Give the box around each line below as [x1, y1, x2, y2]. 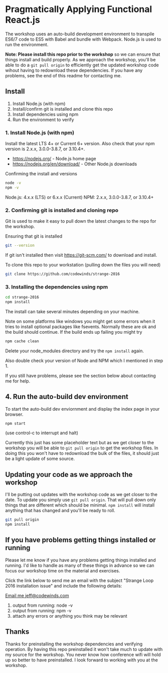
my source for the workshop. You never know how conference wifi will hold [5, 651, 161, 657]
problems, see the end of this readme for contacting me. [5, 72, 122, 78]
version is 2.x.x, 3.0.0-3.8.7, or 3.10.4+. [5, 146, 85, 152]
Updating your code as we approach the [5, 470, 133, 478]
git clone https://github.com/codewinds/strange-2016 [5, 271, 120, 276]
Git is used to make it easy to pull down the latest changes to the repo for [5, 218, 156, 224]
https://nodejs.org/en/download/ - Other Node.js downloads [12, 161, 137, 167]
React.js [5, 14, 40, 26]
